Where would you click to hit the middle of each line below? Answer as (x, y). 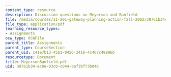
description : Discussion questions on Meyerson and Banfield (72, 15)
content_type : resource (31, 10)
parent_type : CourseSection (35, 48)
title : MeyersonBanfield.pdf (36, 62)
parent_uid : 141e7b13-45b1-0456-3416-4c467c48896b (60, 52)
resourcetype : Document (31, 57)
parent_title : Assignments (34, 43)
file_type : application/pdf (35, 24)
